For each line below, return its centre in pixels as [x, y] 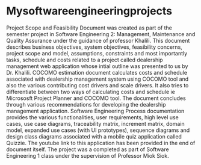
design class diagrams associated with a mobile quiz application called [94, 136]
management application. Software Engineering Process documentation [95, 111]
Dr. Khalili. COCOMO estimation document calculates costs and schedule [97, 72]
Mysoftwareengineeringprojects [89, 11]
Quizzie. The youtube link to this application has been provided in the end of [101, 143]
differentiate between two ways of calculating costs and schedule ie [91, 92]
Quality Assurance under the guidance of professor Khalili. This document [98, 40]
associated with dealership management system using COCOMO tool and [97, 79]
